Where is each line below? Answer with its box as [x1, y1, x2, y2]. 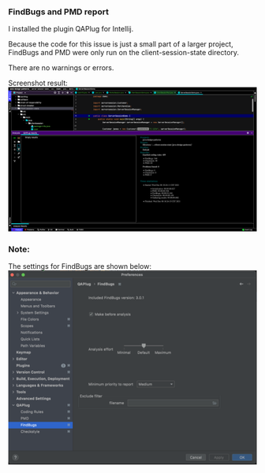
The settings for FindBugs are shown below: [8, 261, 152, 270]
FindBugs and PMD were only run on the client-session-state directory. [8, 48, 239, 58]
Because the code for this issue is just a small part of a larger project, [8, 39, 234, 49]
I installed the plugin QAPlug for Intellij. [8, 24, 134, 34]
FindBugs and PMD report [8, 6, 109, 17]
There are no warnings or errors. [8, 63, 114, 73]
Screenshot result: [8, 78, 69, 88]
